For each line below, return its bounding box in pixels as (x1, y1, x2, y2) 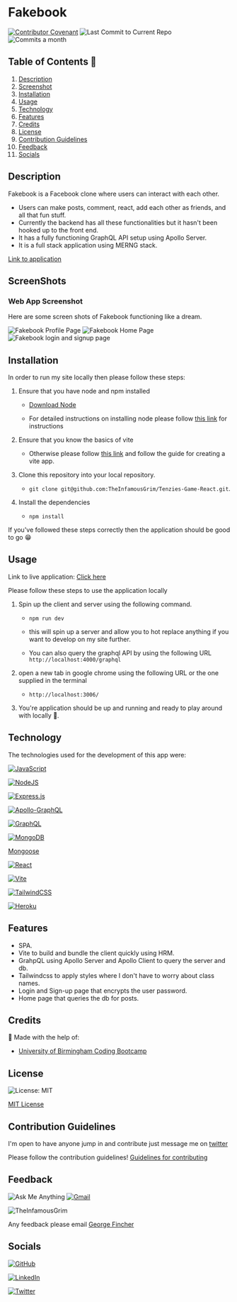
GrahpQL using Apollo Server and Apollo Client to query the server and (18, 956, 226, 964)
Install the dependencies (18, 498, 91, 507)
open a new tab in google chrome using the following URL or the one (18, 668, 219, 677)
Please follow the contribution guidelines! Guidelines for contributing (8, 1153, 208, 1162)
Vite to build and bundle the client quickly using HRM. (18, 948, 175, 957)
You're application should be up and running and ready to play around (18, 703, 223, 712)
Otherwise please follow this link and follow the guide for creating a (28, 450, 226, 458)
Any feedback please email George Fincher (8, 1220, 134, 1228)
